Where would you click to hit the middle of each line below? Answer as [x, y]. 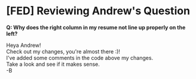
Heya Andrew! [24, 45]
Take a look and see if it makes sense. [53, 64]
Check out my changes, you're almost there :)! [63, 51]
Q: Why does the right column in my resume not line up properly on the [96, 27]
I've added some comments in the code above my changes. [80, 58]
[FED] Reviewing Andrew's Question [98, 11]
